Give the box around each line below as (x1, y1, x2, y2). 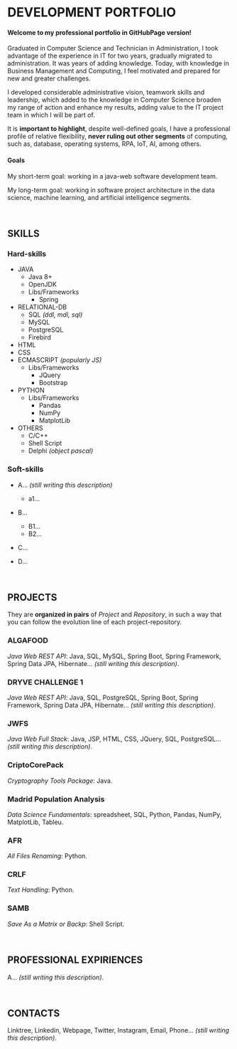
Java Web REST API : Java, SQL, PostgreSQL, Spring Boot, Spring (7, 693, 199, 702)
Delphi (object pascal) (28, 446, 94, 455)
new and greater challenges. (7, 74, 91, 83)
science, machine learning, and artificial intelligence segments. (7, 193, 192, 201)
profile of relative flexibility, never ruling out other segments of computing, (7, 132, 228, 141)
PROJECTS (7, 591, 57, 603)
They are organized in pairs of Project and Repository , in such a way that (7, 610, 222, 619)
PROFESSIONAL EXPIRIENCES (7, 954, 143, 966)
